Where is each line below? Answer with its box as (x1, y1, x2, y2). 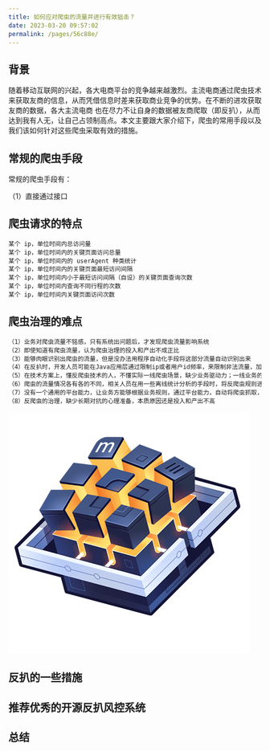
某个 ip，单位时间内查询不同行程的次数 (8, 282, 121, 291)
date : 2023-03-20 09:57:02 (8, 21, 99, 30)
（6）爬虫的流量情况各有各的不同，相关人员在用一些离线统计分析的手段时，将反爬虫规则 (8, 380, 257, 389)
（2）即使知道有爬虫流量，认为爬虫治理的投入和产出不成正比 (8, 346, 180, 354)
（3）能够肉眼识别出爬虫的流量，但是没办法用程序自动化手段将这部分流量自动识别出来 (8, 354, 252, 363)
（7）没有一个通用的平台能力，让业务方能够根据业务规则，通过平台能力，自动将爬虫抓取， (8, 389, 264, 397)
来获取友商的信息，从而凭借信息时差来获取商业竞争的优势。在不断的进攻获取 (8, 96, 262, 105)
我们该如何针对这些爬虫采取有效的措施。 (8, 125, 142, 136)
